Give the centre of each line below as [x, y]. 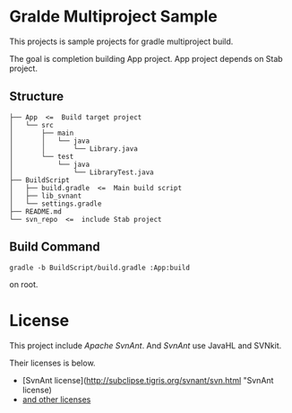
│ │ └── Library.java [74, 149]
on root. [24, 284]
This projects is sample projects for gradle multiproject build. [121, 41]
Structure [37, 97]
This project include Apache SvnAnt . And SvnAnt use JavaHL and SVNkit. [146, 345]
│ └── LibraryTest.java [82, 172]
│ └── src [31, 125]
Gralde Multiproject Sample [113, 17]
